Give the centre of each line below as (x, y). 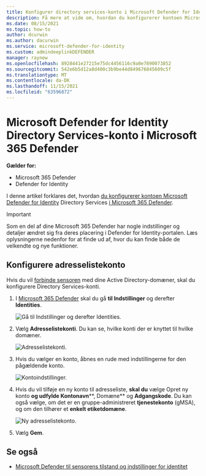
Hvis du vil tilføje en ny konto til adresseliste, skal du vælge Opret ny (102, 389)
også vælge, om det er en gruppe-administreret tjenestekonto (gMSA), (105, 402)
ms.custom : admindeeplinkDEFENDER (51, 52)
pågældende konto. (40, 365)
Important (19, 214)
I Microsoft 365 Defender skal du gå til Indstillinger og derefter (95, 298)
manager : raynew (27, 58)
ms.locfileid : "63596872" (39, 92)
